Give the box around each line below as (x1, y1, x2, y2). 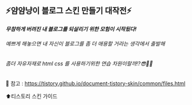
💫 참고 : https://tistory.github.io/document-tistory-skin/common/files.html (5, 80, 186, 87)
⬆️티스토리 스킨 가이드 (5, 92, 58, 100)
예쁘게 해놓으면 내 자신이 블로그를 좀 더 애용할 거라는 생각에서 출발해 (5, 40, 165, 47)
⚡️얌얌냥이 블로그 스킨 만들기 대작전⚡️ (5, 5, 132, 16)
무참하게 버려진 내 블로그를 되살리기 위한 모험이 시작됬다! (5, 25, 137, 32)
